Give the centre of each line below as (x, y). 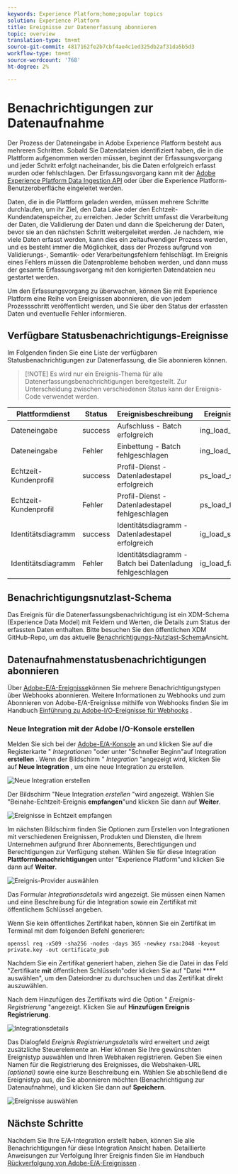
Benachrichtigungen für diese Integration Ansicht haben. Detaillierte (107, 1148)
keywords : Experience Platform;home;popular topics (85, 14)
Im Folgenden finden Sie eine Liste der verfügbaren (83, 353)
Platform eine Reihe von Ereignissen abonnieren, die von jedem (100, 298)
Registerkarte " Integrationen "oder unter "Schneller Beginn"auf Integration (117, 752)
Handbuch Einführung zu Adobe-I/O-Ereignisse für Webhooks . (100, 710)
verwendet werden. (70, 397)
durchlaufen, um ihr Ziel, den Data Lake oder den (79, 209)
